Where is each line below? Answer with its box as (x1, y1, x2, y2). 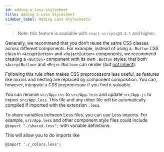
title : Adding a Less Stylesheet (5, 12, 75, 17)
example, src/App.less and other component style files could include (5, 117, 148, 123)
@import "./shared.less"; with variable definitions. (5, 122, 111, 128)
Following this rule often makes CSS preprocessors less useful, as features (5, 71, 159, 77)
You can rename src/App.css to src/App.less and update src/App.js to (5, 91, 151, 98)
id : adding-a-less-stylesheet (5, 7, 68, 13)
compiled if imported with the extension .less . (5, 102, 101, 108)
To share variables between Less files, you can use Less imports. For (5, 112, 147, 118)
